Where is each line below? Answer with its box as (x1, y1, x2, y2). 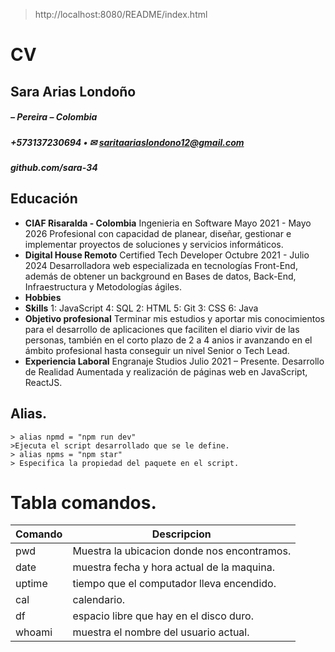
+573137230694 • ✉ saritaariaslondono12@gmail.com (10, 136, 245, 148)
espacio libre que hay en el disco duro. (72, 609, 254, 623)
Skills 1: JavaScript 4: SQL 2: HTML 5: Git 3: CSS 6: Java (24, 302, 259, 314)
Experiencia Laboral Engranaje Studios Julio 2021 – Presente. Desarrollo (24, 355, 325, 367)
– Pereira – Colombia (10, 111, 98, 123)
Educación (10, 190, 78, 208)
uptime (15, 577, 48, 591)
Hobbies (24, 291, 62, 303)
